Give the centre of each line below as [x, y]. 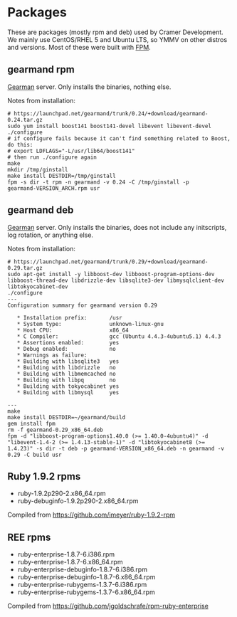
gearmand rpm [41, 69]
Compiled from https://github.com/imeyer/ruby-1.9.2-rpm [91, 515]
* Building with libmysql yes [68, 392]
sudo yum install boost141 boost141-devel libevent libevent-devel [110, 126]
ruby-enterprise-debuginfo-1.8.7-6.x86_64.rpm [86, 577]
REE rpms [29, 537]
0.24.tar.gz [25, 120]
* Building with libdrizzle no [66, 367]
